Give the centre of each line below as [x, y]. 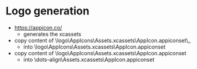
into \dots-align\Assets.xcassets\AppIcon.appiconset [89, 59]
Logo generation [47, 11]
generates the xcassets [52, 34]
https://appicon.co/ [38, 28]
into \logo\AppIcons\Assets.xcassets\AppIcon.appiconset [94, 47]
